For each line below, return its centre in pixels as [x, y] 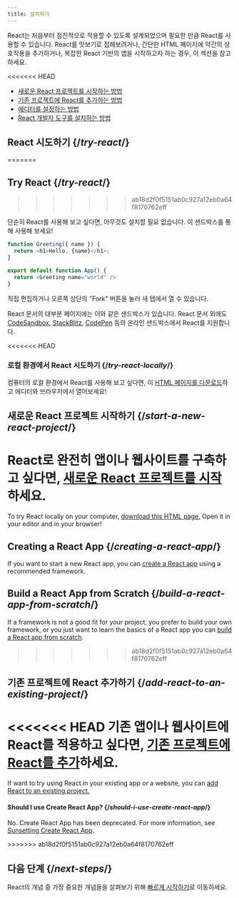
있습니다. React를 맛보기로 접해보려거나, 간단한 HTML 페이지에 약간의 [125, 44]
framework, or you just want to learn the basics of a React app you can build [119, 630]
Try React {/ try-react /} [59, 182]
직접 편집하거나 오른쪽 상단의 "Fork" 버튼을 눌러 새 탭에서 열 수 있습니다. [108, 298]
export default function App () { [57, 271]
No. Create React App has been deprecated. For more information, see [111, 823]
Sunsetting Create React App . [51, 831]
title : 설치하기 [29, 14]
